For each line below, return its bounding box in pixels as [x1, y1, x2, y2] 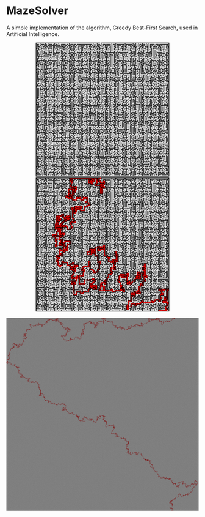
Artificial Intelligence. [6, 30, 60, 37]
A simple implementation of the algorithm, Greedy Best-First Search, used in [6, 24, 198, 31]
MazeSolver [6, 4, 69, 18]
